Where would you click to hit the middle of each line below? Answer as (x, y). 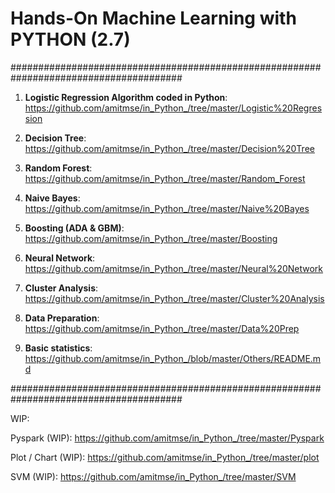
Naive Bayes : (52, 198)
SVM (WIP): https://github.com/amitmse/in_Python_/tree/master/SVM (153, 476)
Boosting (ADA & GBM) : (74, 228)
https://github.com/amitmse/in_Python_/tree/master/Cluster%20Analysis (174, 298)
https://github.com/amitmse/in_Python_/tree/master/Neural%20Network (174, 268)
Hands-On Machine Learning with (153, 18)
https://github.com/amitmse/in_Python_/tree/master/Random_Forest (165, 178)
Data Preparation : (62, 318)
